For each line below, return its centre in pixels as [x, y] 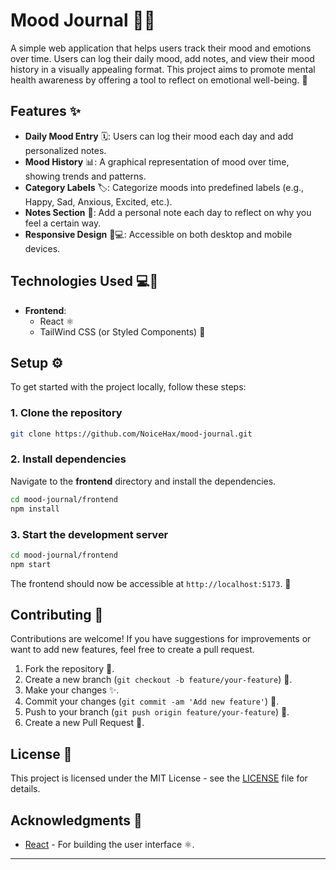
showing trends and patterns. [85, 176]
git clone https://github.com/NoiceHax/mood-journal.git [131, 434]
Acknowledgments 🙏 [76, 820]
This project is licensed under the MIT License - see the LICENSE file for [159, 778]
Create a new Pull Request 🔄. [84, 723]
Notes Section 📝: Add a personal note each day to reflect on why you [168, 212]
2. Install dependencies [68, 459]
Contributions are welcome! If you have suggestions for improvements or [161, 639]
